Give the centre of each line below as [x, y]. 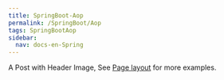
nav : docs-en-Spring [49, 45]
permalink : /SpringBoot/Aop [55, 23]
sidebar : [23, 38]
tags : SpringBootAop [43, 30]
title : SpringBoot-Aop [46, 15]
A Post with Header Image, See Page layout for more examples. [112, 67]
